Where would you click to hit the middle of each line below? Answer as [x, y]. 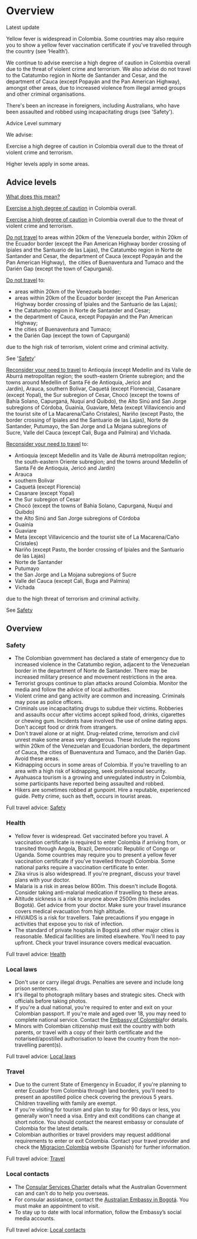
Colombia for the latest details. [52, 1129]
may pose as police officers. [49, 702]
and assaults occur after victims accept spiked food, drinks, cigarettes [100, 715]
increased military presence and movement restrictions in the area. [96, 677]
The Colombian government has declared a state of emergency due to [100, 658]
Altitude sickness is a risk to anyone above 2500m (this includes [92, 898]
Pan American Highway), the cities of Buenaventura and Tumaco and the [95, 262]
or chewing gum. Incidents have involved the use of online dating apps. [101, 721]
